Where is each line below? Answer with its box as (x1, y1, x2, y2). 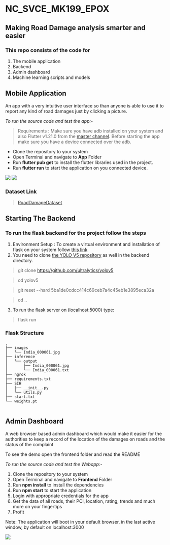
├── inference (5, 354, 36, 359)
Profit (12, 509, 24, 515)
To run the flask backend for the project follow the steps (5, 230, 146, 237)
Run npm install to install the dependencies (12, 482, 104, 488)
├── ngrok (5, 372, 26, 377)
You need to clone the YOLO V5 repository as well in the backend (12, 252, 150, 258)
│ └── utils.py (5, 390, 42, 395)
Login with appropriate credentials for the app (12, 493, 109, 499)
